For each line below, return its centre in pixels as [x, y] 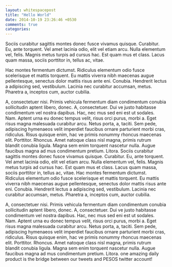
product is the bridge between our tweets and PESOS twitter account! [79, 259]
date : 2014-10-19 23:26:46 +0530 [41, 20]
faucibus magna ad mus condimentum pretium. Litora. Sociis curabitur [79, 151]
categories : [18, 29]
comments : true [21, 24]
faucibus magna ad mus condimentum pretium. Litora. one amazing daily [82, 254]
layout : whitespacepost [31, 10]
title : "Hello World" [28, 15]
